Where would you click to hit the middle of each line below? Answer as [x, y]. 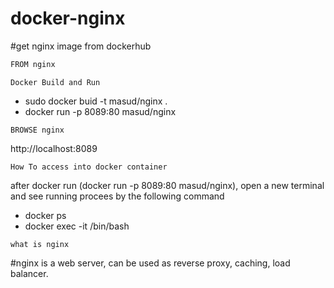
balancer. [29, 273]
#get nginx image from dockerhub [81, 46]
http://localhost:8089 [54, 148]
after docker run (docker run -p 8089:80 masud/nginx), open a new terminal [167, 185]
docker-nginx [68, 18]
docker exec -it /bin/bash [77, 226]
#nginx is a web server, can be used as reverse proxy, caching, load [150, 263]
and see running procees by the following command [117, 196]
